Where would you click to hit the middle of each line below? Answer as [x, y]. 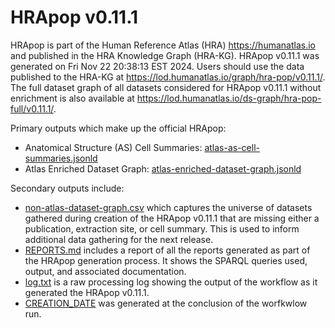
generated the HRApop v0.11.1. [87, 292]
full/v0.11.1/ [32, 108]
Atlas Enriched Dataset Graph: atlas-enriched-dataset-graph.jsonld [163, 168]
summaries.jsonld [61, 158]
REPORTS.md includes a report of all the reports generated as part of [167, 250]
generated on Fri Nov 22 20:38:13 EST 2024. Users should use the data [157, 66]
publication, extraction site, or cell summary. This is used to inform [162, 228]
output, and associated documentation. [105, 271]
